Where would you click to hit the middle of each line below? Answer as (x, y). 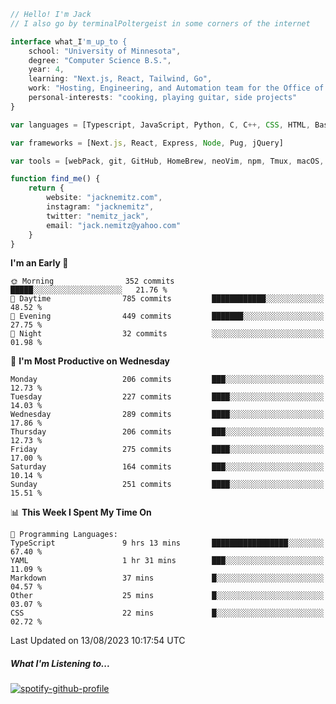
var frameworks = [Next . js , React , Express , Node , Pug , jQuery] (147, 143)
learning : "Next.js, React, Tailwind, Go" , (120, 79)
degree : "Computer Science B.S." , (100, 60)
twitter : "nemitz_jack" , (98, 216)
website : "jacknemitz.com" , (104, 198)
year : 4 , (46, 70)
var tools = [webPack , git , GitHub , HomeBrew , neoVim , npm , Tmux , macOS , (167, 161)
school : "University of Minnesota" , (105, 51)
